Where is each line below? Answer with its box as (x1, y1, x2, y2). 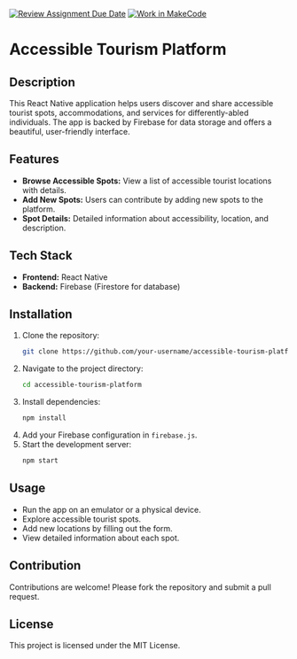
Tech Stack (9, 248, 73, 263)
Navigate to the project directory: (21, 363, 144, 374)
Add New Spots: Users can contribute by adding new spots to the (21, 194, 264, 205)
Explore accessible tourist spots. (21, 514, 142, 524)
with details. (21, 184, 66, 195)
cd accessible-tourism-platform (21, 381, 142, 390)
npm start (21, 456, 59, 465)
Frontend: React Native (21, 271, 108, 283)
